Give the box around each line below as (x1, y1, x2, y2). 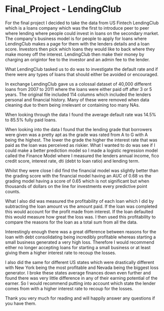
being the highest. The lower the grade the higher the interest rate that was (5, 137, 158, 143)
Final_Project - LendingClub (5, 3, 122, 15)
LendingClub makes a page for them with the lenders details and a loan (5, 41, 150, 46)
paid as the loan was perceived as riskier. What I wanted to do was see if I (5, 142, 155, 148)
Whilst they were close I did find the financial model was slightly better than (5, 167, 159, 174)
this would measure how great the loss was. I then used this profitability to (5, 214, 156, 220)
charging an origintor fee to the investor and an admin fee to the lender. (5, 56, 150, 62)
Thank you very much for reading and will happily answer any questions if (5, 295, 155, 301)
